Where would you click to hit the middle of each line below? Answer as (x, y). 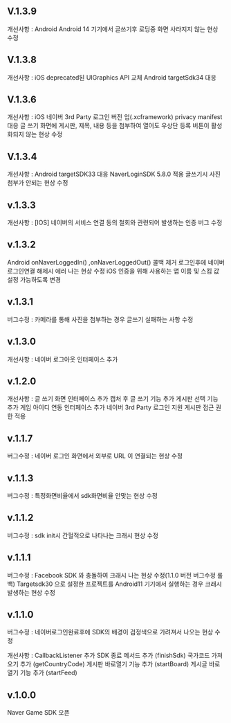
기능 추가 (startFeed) (48, 673)
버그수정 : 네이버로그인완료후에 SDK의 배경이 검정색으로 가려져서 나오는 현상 (110, 632)
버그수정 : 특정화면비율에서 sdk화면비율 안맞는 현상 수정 (82, 495)
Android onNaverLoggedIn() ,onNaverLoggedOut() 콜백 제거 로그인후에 (107, 262)
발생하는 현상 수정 (31, 592)
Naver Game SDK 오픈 (39, 713)
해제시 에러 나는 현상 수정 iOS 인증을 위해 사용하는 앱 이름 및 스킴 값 (128, 271)
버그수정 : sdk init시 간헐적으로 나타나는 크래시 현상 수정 (83, 535)
